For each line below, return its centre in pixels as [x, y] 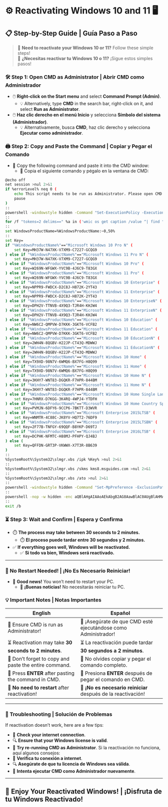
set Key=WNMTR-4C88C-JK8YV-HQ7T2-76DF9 [56, 418]
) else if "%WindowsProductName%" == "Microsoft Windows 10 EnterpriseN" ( [84, 301]
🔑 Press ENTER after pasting [41, 673]
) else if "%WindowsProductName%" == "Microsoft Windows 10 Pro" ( [74, 264]
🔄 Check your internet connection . [49, 735]
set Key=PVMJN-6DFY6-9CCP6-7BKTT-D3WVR [56, 408]
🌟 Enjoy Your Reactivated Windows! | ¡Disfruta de [84, 792]
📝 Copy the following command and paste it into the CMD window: [81, 165]
